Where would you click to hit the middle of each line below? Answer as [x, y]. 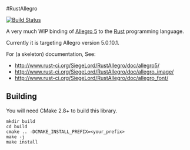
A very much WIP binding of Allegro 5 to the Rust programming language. [95, 31]
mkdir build [21, 121]
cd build [17, 126]
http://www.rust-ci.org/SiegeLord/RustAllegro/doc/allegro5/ [87, 65]
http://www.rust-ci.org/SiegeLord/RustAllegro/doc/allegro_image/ [94, 72]
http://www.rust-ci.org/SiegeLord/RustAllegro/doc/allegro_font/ [91, 78]
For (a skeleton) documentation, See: [51, 54]
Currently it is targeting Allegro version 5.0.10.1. [63, 43]
